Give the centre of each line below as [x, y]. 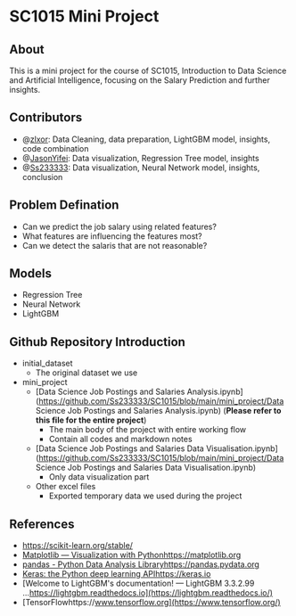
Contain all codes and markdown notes [121, 439]
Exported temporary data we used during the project [145, 496]
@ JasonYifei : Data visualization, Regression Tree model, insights [141, 158]
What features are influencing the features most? [112, 236]
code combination [55, 148]
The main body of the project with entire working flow [148, 430]
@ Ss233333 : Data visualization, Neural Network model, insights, [141, 168]
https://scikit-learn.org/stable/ [78, 546]
